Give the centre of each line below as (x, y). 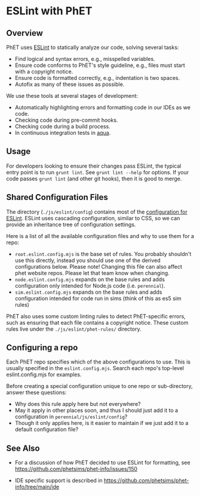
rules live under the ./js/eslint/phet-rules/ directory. (74, 329)
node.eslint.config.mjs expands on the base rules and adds (90, 279)
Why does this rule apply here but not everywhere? (78, 404)
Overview (25, 33)
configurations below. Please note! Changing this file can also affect (99, 266)
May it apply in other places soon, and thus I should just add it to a (96, 411)
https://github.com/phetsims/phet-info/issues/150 (76, 469)
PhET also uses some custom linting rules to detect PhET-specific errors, (96, 316)
